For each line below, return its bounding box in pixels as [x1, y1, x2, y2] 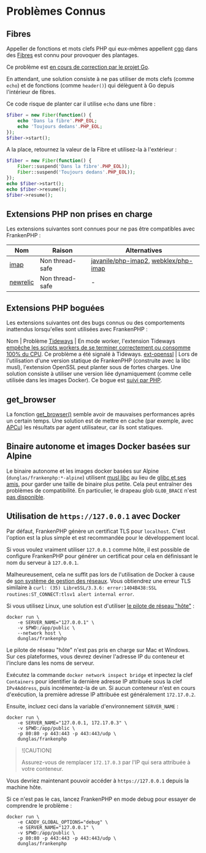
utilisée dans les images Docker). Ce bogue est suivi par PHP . [6, 377, 162, 384]
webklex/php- [151, 256, 193, 265]
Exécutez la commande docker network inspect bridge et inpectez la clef [6, 671, 193, 678]
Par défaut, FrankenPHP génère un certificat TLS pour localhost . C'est [6, 527, 186, 535]
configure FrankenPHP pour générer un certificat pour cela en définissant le [6, 552, 198, 559]
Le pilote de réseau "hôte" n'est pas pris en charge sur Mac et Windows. [6, 646, 190, 654]
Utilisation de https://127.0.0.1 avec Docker [6, 511, 181, 522]
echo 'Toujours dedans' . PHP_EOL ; [17, 123, 103, 129]
